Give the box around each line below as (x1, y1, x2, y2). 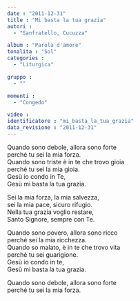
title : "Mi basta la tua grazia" (7, 17, 107, 23)
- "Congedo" (13, 99, 48, 106)
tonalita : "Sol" (7, 48, 57, 55)
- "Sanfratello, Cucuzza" (13, 29, 88, 37)
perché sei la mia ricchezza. (7, 235, 88, 244)
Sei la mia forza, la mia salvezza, (7, 193, 100, 201)
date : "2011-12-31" (7, 10, 67, 17)
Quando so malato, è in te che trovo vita (7, 243, 121, 251)
